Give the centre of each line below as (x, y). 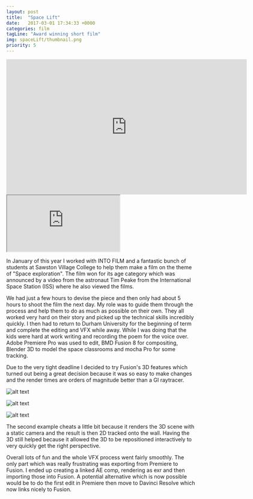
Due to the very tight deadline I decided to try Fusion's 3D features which (97, 367)
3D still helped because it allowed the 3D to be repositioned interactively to (99, 439)
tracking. (17, 355)
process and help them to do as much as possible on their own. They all (95, 311)
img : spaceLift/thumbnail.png (44, 40)
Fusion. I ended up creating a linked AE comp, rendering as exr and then (96, 470)
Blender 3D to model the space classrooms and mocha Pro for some (91, 349)
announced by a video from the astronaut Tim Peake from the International (99, 280)
